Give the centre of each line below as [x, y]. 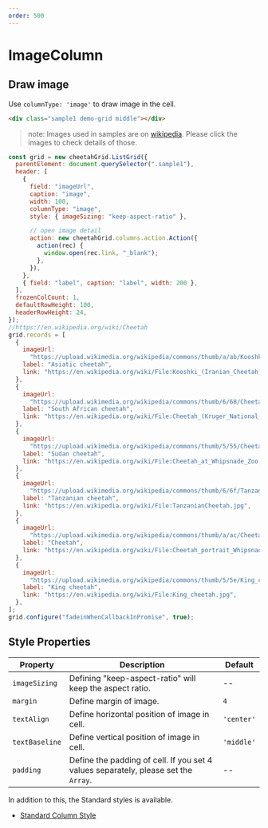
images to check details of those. [82, 142]
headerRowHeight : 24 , [51, 312]
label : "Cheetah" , [53, 543]
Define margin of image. [114, 701]
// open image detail [65, 231]
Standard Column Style [58, 815]
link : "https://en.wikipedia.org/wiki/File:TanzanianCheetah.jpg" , [137, 506]
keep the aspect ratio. [110, 688]
